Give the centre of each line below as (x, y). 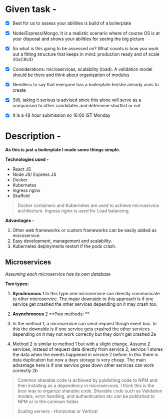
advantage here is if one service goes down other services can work (83, 365)
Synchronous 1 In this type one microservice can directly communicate (86, 294)
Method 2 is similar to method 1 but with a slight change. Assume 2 (81, 344)
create (19, 90)
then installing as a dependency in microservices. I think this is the (86, 386)
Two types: (17, 284)
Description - (33, 136)
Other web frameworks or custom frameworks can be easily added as (84, 230)
